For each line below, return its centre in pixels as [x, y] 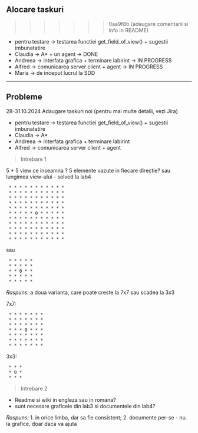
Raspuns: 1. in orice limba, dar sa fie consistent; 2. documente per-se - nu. [97, 417]
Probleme [24, 97]
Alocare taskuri [35, 10]
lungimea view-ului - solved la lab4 [49, 177]
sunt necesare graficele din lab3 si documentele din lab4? [85, 406]
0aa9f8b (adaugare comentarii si [148, 24]
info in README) [129, 30]
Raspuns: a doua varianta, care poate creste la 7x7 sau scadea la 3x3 [90, 292]
